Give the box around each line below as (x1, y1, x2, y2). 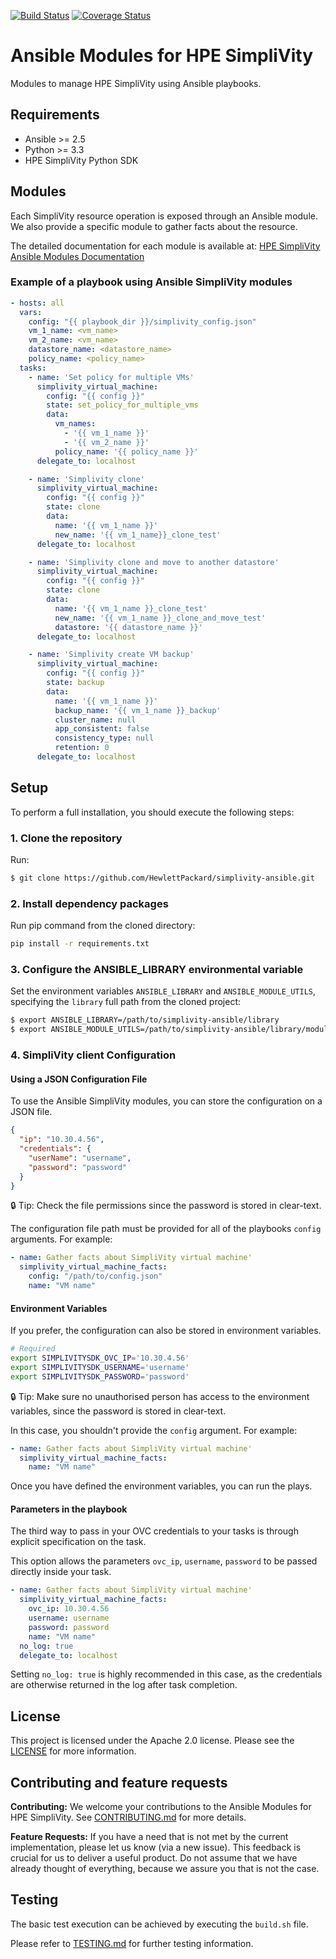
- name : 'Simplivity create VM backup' (28, 650, 195, 660)
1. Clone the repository (10, 831, 123, 845)
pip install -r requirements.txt (10, 939, 150, 949)
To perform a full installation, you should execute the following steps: (10, 806, 295, 818)
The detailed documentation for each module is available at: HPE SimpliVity (10, 240, 321, 252)
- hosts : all (10, 298, 65, 308)
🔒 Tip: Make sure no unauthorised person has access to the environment (10, 1390, 310, 1402)
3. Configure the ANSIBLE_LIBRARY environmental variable (10, 963, 304, 977)
